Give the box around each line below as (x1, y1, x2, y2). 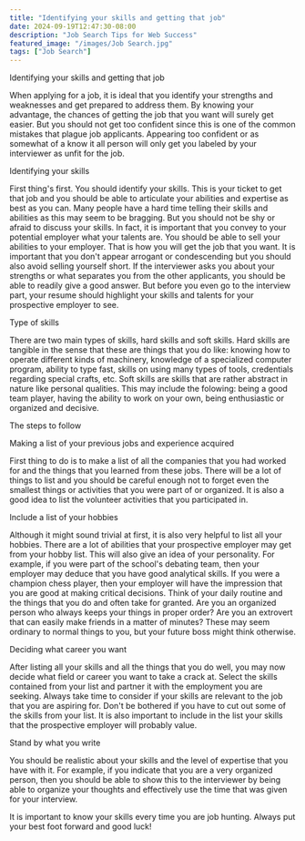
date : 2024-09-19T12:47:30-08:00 (9, 22, 137, 31)
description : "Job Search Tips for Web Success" (9, 30, 198, 39)
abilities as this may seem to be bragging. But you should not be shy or (9, 212, 276, 223)
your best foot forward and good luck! (9, 821, 152, 832)
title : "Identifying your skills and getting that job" (9, 13, 226, 23)
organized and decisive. (9, 403, 100, 414)
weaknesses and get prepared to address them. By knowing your (9, 99, 254, 110)
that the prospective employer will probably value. (9, 720, 198, 731)
